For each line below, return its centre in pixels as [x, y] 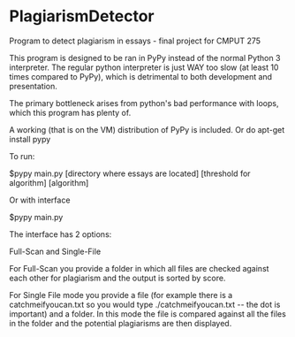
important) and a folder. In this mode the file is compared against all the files [148, 314]
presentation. [33, 86]
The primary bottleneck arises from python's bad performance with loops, [144, 103]
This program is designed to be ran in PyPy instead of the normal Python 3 [145, 57]
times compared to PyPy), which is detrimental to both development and [140, 76]
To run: [22, 156]
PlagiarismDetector [82, 16]
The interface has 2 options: [61, 234]
